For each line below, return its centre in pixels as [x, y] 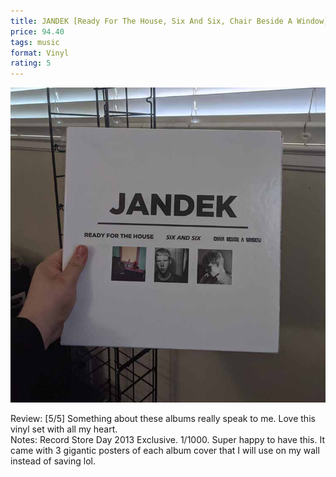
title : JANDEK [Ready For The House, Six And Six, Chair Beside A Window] [169, 21]
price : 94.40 [37, 31]
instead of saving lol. [53, 461]
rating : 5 [31, 63]
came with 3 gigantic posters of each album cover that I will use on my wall [165, 451]
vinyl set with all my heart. [64, 429]
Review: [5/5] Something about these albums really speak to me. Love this [163, 419]
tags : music [35, 42]
